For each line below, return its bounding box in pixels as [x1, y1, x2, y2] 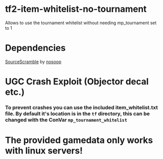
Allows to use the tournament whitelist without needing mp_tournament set [5, 20, 157, 26]
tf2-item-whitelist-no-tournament [5, 3, 147, 15]
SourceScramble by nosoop [5, 58, 61, 65]
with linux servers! [5, 145, 83, 157]
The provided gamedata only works [5, 135, 153, 146]
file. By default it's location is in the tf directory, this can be [5, 110, 150, 117]
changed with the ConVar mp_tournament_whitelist [5, 116, 128, 123]
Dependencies [5, 42, 66, 54]
